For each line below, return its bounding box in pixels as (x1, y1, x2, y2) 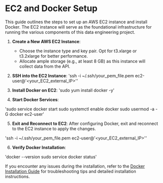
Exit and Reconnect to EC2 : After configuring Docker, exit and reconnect (12, 121, 159, 126)
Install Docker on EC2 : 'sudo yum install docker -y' (12, 87, 115, 93)
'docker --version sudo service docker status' (5, 153, 97, 160)
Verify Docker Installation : (12, 144, 66, 150)
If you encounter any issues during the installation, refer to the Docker (5, 163, 145, 169)
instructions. (5, 173, 30, 179)
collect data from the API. (19, 63, 70, 69)
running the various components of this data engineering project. (5, 29, 135, 35)
